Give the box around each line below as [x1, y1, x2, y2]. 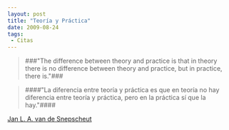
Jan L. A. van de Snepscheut [7, 115, 92, 124]
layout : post [7, 10, 46, 18]
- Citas [10, 37, 34, 44]
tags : [7, 30, 24, 38]
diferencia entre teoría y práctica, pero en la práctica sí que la [24, 94, 206, 102]
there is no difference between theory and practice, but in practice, [24, 64, 223, 73]
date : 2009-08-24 [7, 24, 59, 31]
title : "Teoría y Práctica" [7, 17, 91, 24]
